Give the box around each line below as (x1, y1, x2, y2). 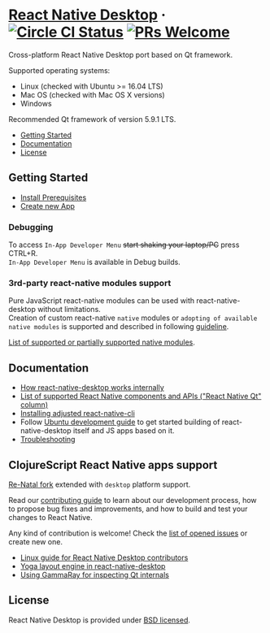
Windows (20, 98, 52, 108)
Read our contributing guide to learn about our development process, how (8, 495, 258, 505)
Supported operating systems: (8, 65, 111, 75)
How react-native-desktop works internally (20, 383, 164, 392)
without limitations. (37, 305, 102, 314)
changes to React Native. (8, 512, 93, 522)
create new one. (8, 536, 63, 546)
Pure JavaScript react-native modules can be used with (8, 296, 195, 306)
